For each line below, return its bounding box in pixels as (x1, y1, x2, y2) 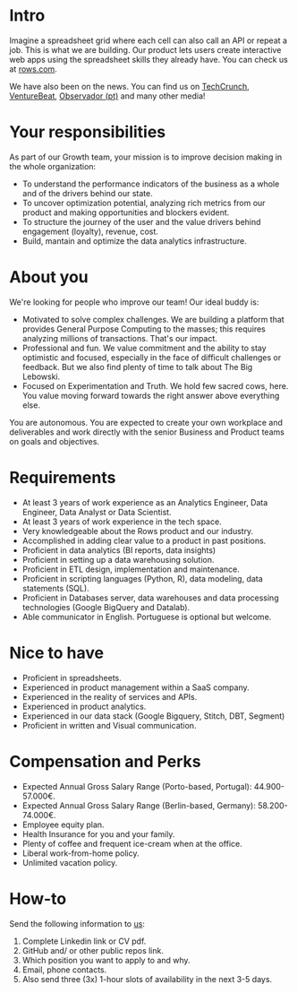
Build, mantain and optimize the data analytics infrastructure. (21, 235, 248, 246)
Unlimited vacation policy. (21, 857, 118, 868)
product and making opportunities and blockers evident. (21, 207, 230, 218)
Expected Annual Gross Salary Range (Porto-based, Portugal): (21, 781, 252, 791)
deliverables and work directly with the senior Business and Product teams (9, 427, 284, 437)
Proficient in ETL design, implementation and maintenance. (21, 564, 240, 574)
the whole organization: (9, 160, 97, 171)
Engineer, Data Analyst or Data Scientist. (21, 506, 172, 517)
